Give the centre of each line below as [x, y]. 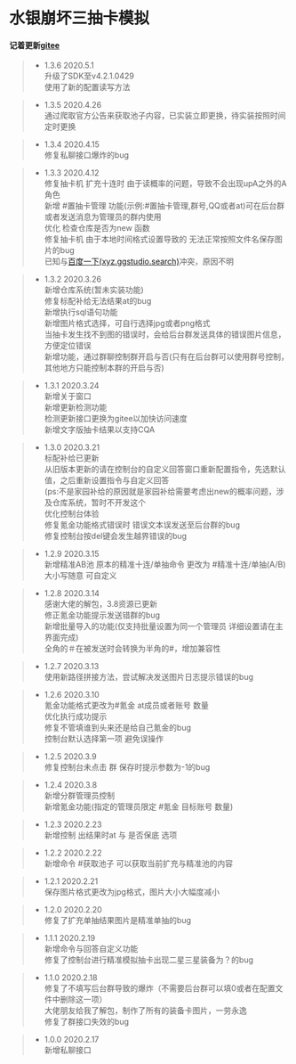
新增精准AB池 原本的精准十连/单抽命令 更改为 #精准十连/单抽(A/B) [165, 565]
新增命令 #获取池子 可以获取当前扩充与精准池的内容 [139, 863]
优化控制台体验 [72, 514]
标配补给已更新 [72, 458]
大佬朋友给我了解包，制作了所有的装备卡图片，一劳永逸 [145, 1011]
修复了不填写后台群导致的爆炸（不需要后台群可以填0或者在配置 [160, 988]
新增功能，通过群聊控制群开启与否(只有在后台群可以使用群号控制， [166, 356]
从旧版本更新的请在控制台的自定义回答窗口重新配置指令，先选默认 [165, 470]
